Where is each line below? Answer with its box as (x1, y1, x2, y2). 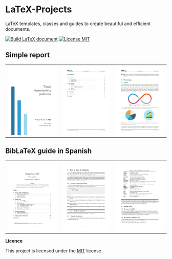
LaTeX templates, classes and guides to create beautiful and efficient (5, 20, 151, 27)
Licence (5, 238, 23, 244)
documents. (5, 26, 31, 32)
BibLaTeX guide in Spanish (5, 147, 92, 156)
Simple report (5, 51, 50, 59)
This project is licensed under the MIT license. (5, 247, 103, 254)
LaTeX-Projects (5, 4, 72, 15)
